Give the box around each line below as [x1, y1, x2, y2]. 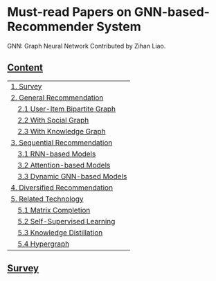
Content [7, 62, 44, 73]
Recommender [7, 19, 94, 35]
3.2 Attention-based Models [17, 160, 111, 170]
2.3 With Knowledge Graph [17, 126, 106, 136]
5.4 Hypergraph [17, 239, 70, 248]
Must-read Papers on [7, 4, 132, 20]
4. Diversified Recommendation [10, 183, 113, 192]
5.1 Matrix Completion [17, 205, 91, 215]
